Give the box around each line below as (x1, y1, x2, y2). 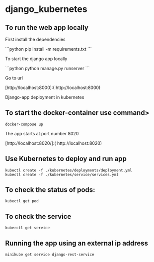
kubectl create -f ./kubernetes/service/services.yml (5, 172, 119, 177)
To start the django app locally (5, 56, 68, 62)
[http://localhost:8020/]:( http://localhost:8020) (5, 140, 102, 146)
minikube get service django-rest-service (5, 252, 94, 257)
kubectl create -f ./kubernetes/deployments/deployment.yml (5, 168, 133, 173)
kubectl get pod (5, 199, 39, 204)
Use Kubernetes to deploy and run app (5, 155, 127, 163)
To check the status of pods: (5, 185, 95, 194)
